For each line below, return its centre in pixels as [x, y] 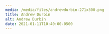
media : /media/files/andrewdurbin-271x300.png [55, 10]
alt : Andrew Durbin [26, 19]
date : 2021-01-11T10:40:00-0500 [39, 24]
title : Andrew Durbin [28, 14]
